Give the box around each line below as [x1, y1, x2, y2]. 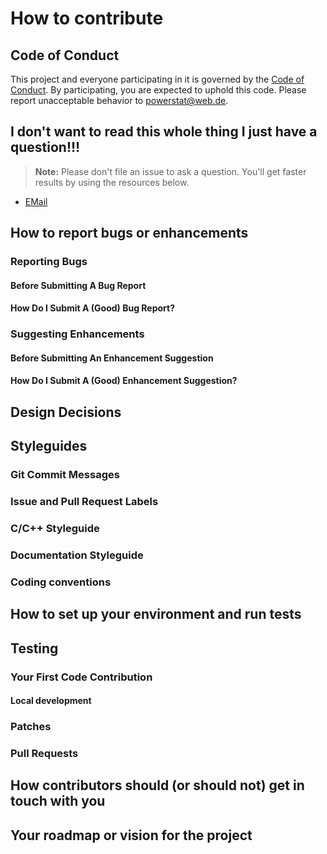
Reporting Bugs [10, 255, 88, 269]
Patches [10, 720, 52, 734]
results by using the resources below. [34, 176, 190, 188]
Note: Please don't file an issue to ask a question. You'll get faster [34, 165, 307, 177]
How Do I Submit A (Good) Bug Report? [10, 302, 176, 314]
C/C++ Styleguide [10, 521, 100, 535]
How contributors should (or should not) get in [10, 777, 305, 794]
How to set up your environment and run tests [10, 606, 302, 623]
